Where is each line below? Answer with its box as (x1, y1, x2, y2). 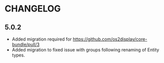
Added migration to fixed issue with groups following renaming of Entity (11, 47, 160, 52)
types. (11, 52, 25, 58)
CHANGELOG (4, 3, 61, 14)
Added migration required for (11, 36, 72, 42)
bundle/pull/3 (11, 41, 40, 47)
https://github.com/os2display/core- (72, 36, 148, 42)
